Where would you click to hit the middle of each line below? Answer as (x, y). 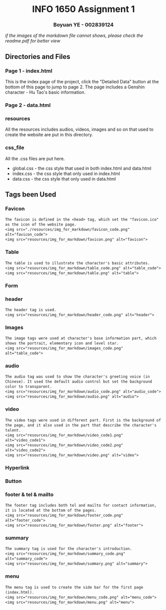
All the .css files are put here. (35, 159)
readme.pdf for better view (33, 41)
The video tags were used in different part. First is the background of (83, 420)
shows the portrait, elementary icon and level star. (62, 343)
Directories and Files (38, 57)
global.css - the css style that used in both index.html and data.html (82, 168)
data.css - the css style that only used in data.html (64, 179)
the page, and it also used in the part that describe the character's (81, 425)
